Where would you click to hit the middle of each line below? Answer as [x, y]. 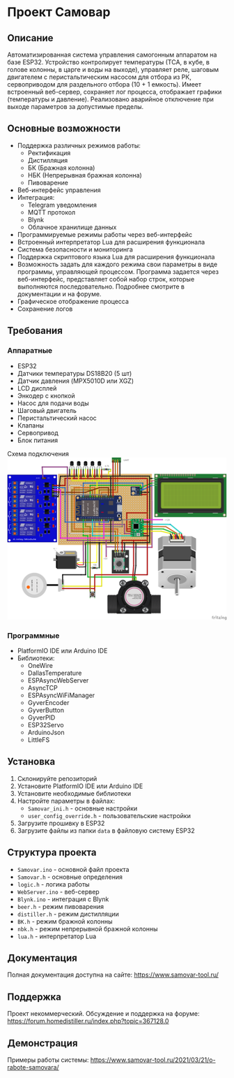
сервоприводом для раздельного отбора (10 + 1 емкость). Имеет [104, 84]
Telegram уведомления [62, 205]
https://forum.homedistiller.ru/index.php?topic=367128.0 [88, 1021]
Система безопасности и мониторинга [75, 249]
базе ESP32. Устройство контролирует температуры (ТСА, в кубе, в [109, 62]
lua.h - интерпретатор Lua [57, 936]
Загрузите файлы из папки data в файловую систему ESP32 [106, 830]
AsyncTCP [42, 687]
